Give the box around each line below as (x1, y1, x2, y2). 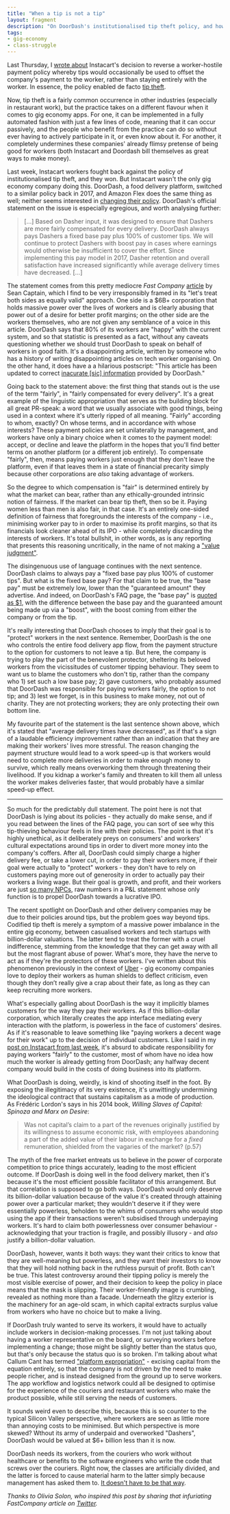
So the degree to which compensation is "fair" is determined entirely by (7, 483, 209, 491)
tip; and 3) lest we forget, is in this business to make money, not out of (7, 692, 205, 700)
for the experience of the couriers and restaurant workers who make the (7, 1386, 211, 1395)
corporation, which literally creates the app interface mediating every (7, 1014, 202, 1022)
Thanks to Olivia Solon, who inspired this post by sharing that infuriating (7, 1492, 212, 1500)
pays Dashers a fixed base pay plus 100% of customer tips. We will (23, 232, 214, 240)
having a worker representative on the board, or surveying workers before (7, 1336, 216, 1343)
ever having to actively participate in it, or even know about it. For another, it (7, 132, 222, 141)
